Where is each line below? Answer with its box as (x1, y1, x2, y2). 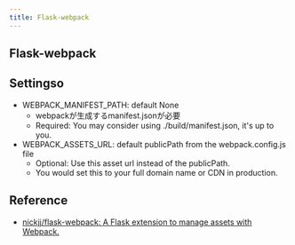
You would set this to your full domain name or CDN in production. (35, 167, 278, 178)
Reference (9, 193, 68, 209)
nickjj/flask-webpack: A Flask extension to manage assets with (21, 217, 252, 227)
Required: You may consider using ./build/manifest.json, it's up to (35, 120, 275, 130)
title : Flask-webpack (9, 12, 90, 22)
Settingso (9, 76, 65, 91)
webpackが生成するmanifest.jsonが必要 (35, 110, 180, 121)
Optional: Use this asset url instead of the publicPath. (35, 157, 231, 169)
